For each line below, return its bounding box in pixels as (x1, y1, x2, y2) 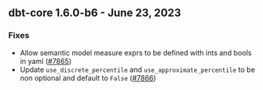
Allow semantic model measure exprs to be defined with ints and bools (19, 47, 252, 58)
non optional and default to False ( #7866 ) (19, 73, 157, 82)
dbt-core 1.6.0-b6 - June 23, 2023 (8, 6, 181, 20)
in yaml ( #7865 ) (19, 56, 72, 66)
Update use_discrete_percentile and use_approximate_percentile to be (19, 65, 256, 74)
